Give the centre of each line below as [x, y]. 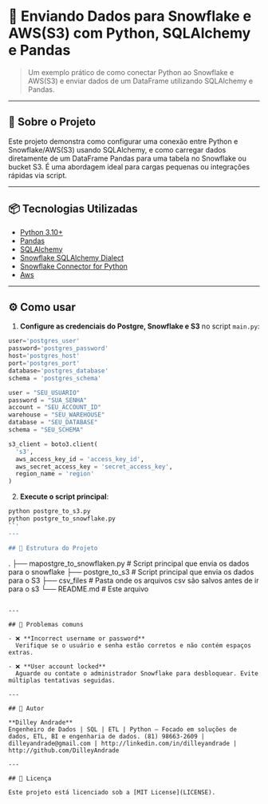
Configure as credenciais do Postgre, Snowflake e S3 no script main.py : [140, 326]
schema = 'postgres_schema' [55, 378]
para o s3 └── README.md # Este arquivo [79, 589]
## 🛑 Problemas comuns [46, 624]
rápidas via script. [38, 175]
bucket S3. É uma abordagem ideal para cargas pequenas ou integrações [129, 166]
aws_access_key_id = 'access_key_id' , [80, 459]
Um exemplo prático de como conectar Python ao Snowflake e [131, 72]
